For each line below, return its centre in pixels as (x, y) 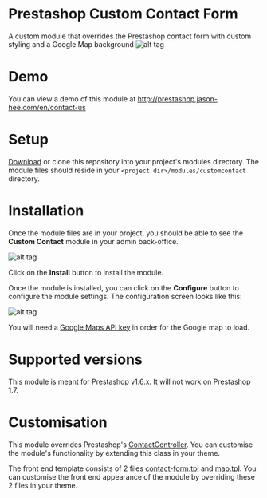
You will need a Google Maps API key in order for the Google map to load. (129, 327)
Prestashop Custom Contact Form (123, 14)
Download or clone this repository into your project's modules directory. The (133, 161)
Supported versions (76, 359)
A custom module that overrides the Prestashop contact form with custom (130, 36)
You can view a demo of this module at (72, 99)
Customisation (58, 422)
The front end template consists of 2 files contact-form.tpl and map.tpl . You (132, 468)
